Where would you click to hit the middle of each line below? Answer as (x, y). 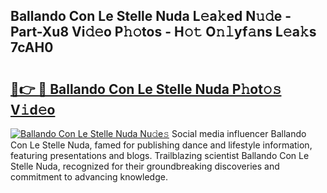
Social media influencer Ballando (239, 133)
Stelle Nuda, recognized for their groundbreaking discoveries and (145, 166)
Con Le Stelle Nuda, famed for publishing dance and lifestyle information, (161, 145)
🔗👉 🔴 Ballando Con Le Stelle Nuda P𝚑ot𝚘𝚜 (146, 89)
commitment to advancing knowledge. (89, 177)
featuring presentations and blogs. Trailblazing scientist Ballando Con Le (160, 155)
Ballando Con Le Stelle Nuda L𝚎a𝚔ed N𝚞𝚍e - (151, 16)
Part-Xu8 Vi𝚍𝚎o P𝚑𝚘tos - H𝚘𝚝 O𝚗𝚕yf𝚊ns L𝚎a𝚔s (163, 32)
